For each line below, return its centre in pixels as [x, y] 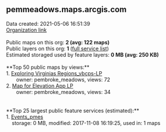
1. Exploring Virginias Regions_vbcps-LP [54, 73]
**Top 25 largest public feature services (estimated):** [72, 110]
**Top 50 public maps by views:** [48, 67]
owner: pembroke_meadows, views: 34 [63, 92]
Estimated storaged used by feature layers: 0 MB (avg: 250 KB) [82, 54]
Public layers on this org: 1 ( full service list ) [58, 48]
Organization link [26, 30]
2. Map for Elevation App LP [40, 86]
